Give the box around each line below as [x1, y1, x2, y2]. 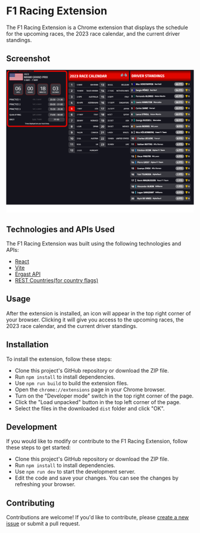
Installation [6, 340, 49, 350]
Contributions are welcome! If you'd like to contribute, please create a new [6, 514, 189, 521]
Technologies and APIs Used [6, 224, 115, 234]
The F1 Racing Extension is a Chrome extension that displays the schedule [6, 24, 189, 31]
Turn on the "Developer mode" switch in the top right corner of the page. [14, 392, 194, 399]
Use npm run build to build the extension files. [14, 379, 129, 387]
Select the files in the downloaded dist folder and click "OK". [14, 405, 165, 412]
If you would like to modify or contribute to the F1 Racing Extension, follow [6, 438, 188, 445]
